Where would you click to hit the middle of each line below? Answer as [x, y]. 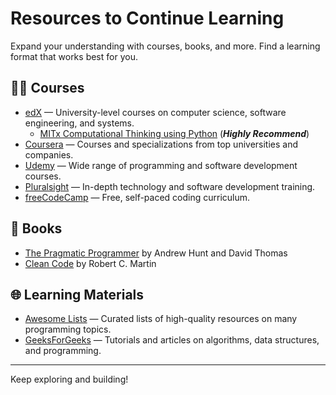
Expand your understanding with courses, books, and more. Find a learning [165, 46]
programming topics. [68, 329]
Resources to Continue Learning [147, 18]
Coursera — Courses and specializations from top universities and [161, 144]
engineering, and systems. [79, 123]
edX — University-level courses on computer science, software [155, 112]
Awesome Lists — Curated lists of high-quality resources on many [161, 319]
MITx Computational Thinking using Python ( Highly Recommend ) [174, 133]
